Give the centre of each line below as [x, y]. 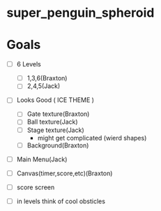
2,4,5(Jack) [44, 86]
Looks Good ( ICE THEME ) [55, 100]
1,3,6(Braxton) [47, 78]
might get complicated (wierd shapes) [92, 138]
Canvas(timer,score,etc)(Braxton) [64, 173]
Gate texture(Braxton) [58, 114]
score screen [36, 187]
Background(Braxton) [58, 145]
